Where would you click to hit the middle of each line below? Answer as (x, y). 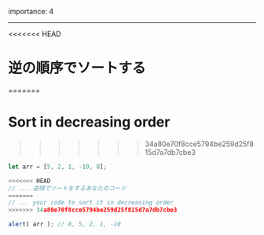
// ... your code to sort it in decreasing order (91, 203)
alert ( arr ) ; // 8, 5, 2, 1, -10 (65, 224)
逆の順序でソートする (77, 68)
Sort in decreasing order (89, 122)
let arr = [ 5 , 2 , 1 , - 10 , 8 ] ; (58, 167)
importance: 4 (31, 11)
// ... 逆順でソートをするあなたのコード (68, 188)
